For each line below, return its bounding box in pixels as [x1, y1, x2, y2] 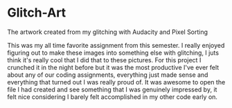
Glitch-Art [7, 5, 66, 21]
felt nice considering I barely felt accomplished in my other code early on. [7, 92, 218, 101]
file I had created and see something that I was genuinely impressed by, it [7, 85, 217, 93]
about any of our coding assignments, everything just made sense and [7, 71, 208, 79]
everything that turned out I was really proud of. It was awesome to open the [7, 78, 226, 86]
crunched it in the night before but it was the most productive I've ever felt [7, 63, 220, 71]
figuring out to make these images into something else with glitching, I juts [7, 48, 220, 57]
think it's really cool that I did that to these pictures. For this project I [7, 55, 202, 64]
